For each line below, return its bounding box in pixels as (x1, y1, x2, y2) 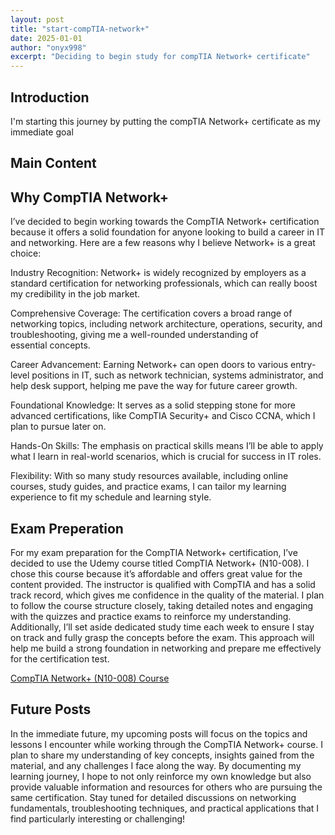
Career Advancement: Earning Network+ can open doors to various (10, 359, 289, 371)
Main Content (10, 155, 97, 172)
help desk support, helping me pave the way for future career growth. (10, 380, 298, 392)
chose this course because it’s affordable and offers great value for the (10, 567, 303, 580)
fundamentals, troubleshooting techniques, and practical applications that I (10, 802, 320, 814)
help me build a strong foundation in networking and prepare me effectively (10, 642, 322, 654)
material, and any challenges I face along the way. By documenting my (10, 759, 302, 771)
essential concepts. (10, 339, 91, 351)
